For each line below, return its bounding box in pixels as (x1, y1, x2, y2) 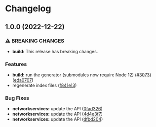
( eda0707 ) (12, 77, 34, 83)
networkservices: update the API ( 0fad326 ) (12, 106, 103, 112)
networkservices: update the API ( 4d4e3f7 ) (12, 111, 103, 117)
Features (5, 61, 27, 67)
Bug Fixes (5, 95, 30, 101)
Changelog (5, 3, 51, 14)
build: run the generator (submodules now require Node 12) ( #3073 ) (12, 72, 152, 78)
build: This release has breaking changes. (12, 48, 98, 54)
